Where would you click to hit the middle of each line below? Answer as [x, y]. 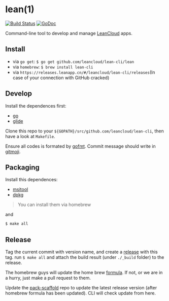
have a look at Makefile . [30, 136]
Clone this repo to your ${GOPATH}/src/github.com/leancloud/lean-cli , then [84, 131]
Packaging [22, 167]
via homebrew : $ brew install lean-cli [53, 66]
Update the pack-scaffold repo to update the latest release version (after [81, 288]
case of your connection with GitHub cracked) [61, 78]
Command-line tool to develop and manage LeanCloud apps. [69, 33]
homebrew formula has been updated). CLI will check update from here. [81, 293]
